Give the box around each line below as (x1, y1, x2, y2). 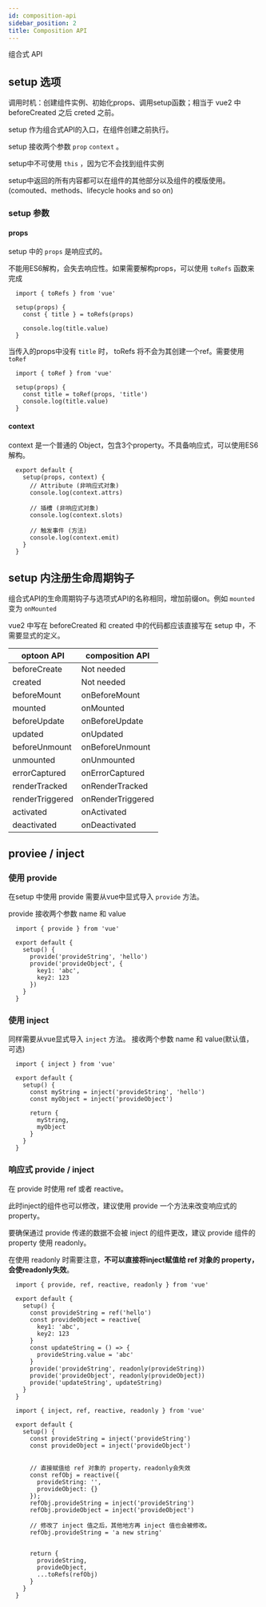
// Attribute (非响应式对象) (29, 481, 120, 490)
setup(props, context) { (22, 473, 105, 481)
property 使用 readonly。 (8, 1238, 91, 1247)
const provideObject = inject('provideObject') (29, 1442, 192, 1450)
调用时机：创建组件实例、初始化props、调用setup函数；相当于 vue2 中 (8, 97, 241, 108)
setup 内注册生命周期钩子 (8, 571, 135, 584)
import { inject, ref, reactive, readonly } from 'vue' (15, 1406, 205, 1414)
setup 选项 (8, 75, 62, 89)
